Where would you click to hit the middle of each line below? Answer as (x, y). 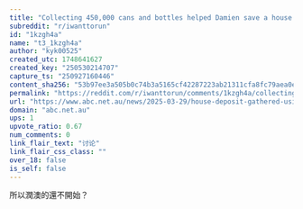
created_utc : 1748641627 (56, 59)
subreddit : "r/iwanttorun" (60, 26)
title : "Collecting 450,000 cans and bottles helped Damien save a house (151, 18)
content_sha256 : (40, 85)
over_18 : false (38, 160)
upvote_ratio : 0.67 (46, 127)
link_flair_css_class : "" (58, 151)
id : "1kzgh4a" (36, 34)
